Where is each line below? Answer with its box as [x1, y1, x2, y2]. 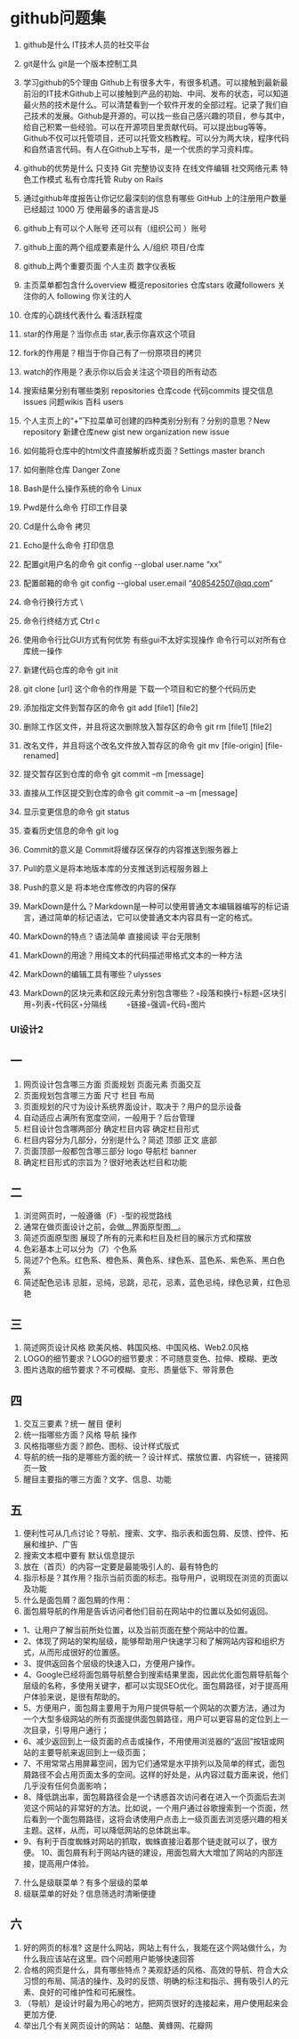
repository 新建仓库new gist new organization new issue [22, 426, 230, 437]
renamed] [22, 749, 60, 761]
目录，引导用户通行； [30, 1724, 109, 1736]
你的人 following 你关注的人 [30, 290, 132, 301]
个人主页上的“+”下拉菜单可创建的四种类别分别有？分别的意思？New [22, 415, 271, 425]
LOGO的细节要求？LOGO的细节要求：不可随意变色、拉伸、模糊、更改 [22, 1354, 279, 1364]
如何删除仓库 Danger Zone [22, 464, 121, 474]
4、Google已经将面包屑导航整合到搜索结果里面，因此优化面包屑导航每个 [22, 1669, 289, 1679]
